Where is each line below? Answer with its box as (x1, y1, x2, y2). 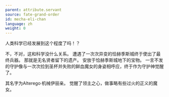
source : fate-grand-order (5, 12, 59, 17)
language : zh (5, 21, 33, 26)
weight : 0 (5, 26, 26, 31)
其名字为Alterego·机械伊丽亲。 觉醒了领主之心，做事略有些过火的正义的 (5, 80, 153, 86)
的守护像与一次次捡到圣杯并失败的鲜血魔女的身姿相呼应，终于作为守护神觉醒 (5, 63, 164, 69)
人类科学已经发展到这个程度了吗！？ (5, 40, 80, 46)
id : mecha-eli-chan (5, 16, 46, 21)
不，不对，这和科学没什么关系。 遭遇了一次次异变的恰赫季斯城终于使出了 (5, 51, 156, 57)
